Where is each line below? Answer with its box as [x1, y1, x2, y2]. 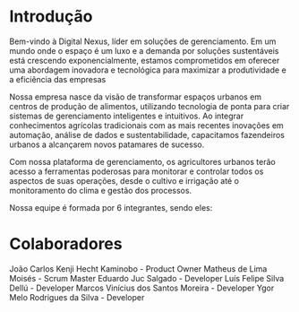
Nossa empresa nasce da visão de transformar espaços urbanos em [9, 91, 262, 102]
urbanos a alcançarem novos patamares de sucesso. [9, 139, 205, 150]
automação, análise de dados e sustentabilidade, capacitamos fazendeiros [9, 129, 285, 140]
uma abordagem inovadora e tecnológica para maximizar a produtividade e [9, 65, 286, 75]
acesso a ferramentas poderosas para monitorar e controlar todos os [9, 166, 264, 177]
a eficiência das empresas [9, 74, 107, 84]
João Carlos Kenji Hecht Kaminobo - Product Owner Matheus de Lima [9, 263, 268, 274]
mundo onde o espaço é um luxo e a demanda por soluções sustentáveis [9, 45, 279, 56]
